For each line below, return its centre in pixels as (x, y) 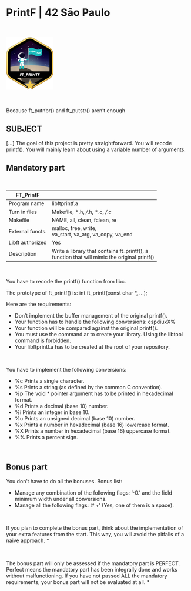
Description (23, 254)
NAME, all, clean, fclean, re (84, 220)
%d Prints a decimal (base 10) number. (61, 406)
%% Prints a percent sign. (46, 438)
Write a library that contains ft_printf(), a (100, 251)
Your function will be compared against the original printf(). (86, 328)
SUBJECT (24, 129)
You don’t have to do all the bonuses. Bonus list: (64, 481)
